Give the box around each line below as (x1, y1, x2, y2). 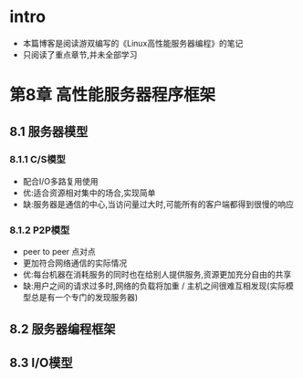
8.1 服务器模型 (9, 123, 89, 139)
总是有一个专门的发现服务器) (30, 292, 139, 303)
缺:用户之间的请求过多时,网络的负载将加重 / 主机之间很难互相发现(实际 (22, 280, 286, 291)
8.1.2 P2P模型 (9, 224, 70, 236)
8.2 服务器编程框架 (9, 321, 116, 337)
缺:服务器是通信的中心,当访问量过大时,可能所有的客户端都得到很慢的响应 (22, 198, 294, 209)
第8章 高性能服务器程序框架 (9, 85, 216, 106)
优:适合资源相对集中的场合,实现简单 (22, 187, 156, 198)
